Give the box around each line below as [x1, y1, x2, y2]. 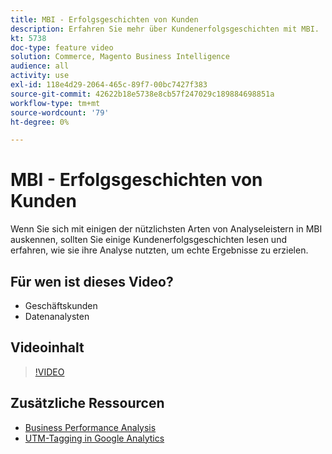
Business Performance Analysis [24, 421, 157, 433]
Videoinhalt [10, 339, 85, 356]
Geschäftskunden [24, 300, 98, 311]
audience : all [10, 61, 70, 71]
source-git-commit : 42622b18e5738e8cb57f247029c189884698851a [10, 89, 275, 99]
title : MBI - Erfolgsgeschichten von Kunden [10, 14, 199, 25]
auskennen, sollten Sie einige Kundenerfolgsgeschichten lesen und [10, 234, 287, 246]
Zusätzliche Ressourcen [10, 395, 165, 412]
